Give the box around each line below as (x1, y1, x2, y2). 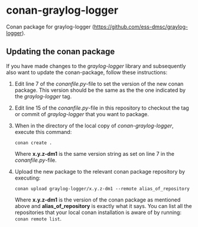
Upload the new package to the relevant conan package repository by (14, 168, 185, 175)
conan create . (14, 140, 53, 146)
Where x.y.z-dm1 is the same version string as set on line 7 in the (14, 150, 174, 157)
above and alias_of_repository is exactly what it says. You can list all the (14, 202, 192, 209)
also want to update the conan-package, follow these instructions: (6, 69, 167, 76)
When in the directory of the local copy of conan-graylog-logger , (14, 122, 174, 129)
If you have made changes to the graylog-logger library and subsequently (6, 62, 186, 69)
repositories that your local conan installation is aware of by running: (14, 209, 182, 216)
